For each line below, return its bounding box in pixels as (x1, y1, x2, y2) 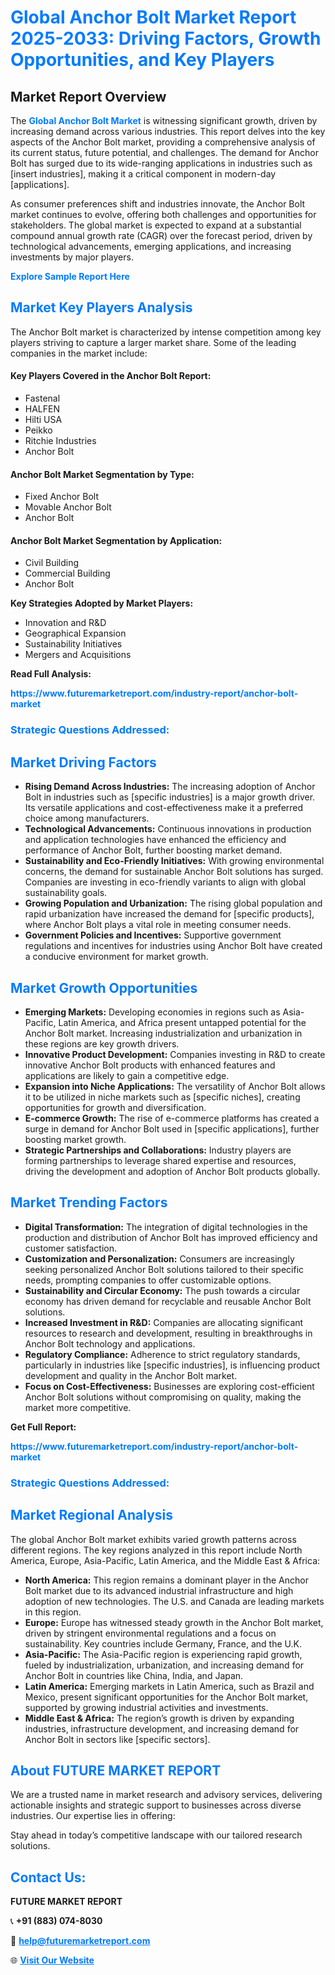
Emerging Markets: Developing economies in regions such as (24, 1006, 281, 1018)
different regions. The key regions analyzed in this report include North (10, 1544, 303, 1556)
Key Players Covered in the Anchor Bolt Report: (10, 370, 212, 382)
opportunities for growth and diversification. (24, 1101, 207, 1113)
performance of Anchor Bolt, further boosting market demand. (24, 844, 283, 856)
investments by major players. (10, 251, 134, 263)
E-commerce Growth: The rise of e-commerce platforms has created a (24, 1112, 320, 1124)
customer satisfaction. (24, 1242, 118, 1254)
